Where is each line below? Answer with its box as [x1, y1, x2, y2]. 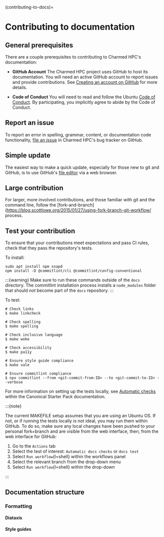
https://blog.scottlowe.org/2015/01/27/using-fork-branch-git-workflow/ [6, 207, 151, 213]
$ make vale [5, 363, 30, 368]
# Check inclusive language [5, 332, 63, 338]
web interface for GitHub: [5, 434, 57, 440]
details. [12, 85, 28, 90]
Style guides [5, 526, 32, 532]
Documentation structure [5, 488, 85, 496]
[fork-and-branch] [57, 202, 95, 208]
